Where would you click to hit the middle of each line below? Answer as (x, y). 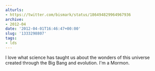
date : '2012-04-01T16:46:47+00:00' (43, 29)
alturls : (15, 10)
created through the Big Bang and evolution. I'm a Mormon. (68, 63)
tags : (11, 39)
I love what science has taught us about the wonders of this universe (77, 57)
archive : (15, 19)
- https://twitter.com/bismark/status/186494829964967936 (68, 15)
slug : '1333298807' (26, 33)
